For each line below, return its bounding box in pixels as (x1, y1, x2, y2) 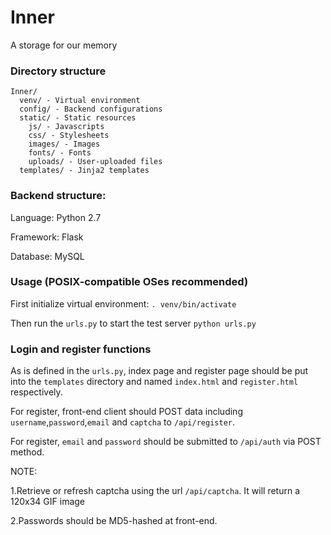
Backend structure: (10, 189, 107, 203)
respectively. (10, 386, 63, 398)
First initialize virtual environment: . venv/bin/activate (10, 297, 237, 310)
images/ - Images (28, 139, 101, 150)
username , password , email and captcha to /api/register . (10, 416, 236, 428)
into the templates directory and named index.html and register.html (10, 376, 299, 388)
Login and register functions (10, 342, 152, 356)
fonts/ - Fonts (28, 148, 92, 158)
